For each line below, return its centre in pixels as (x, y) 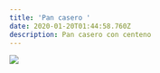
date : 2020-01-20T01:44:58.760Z (70, 26)
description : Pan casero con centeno (80, 34)
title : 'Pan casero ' (50, 18)
